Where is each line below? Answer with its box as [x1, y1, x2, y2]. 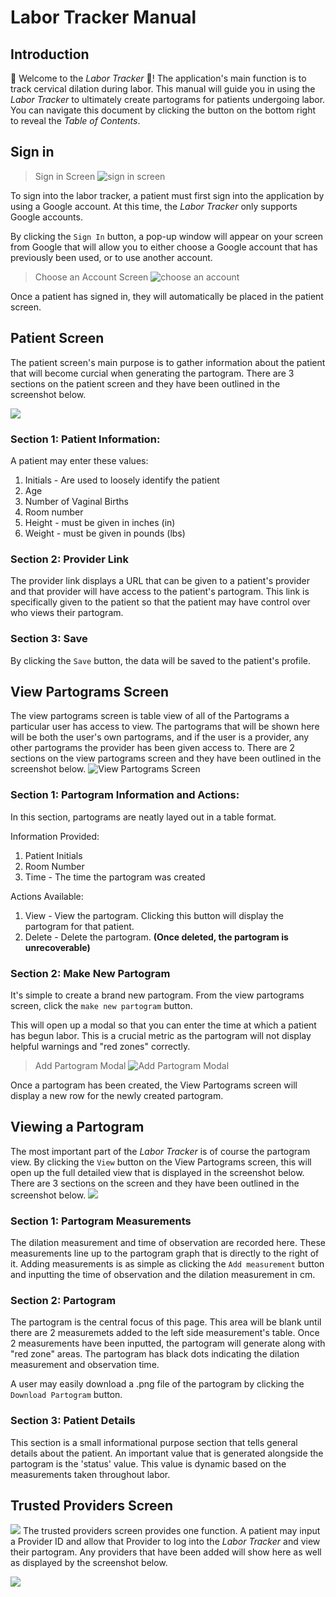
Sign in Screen [34, 170, 96, 182]
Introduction [10, 46, 90, 63]
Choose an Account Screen [34, 271, 149, 283]
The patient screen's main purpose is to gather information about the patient [10, 356, 326, 368]
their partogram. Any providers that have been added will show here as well [10, 1546, 322, 1558]
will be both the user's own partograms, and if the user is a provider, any [10, 731, 310, 743]
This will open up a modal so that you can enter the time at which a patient [10, 1019, 317, 1031]
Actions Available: [10, 890, 84, 902]
